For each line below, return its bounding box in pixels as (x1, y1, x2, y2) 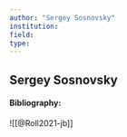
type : (9, 38, 30, 48)
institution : (9, 22, 59, 31)
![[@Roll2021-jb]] (9, 117, 73, 128)
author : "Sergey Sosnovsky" (9, 13, 116, 23)
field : (9, 30, 34, 39)
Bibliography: (9, 97, 62, 109)
